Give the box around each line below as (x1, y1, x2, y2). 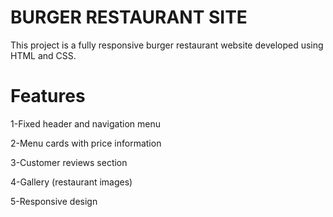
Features (10, 85, 86, 108)
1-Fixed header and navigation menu (10, 117, 161, 130)
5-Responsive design (10, 195, 98, 207)
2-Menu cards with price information (10, 137, 162, 149)
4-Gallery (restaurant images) (10, 176, 133, 188)
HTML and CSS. (10, 49, 77, 61)
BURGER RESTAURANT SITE (10, 6, 248, 29)
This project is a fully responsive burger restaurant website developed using (10, 39, 324, 51)
